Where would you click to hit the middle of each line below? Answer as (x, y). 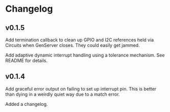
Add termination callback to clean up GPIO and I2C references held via (80, 40)
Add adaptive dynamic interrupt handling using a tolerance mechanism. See (85, 55)
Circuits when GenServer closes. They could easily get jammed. (72, 45)
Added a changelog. (27, 104)
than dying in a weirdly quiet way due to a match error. (63, 94)
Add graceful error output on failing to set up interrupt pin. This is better (81, 89)
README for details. (27, 61)
